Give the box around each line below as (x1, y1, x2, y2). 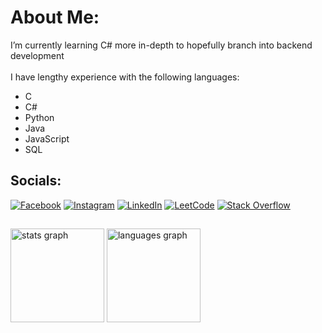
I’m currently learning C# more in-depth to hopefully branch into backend (10, 39, 313, 51)
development (10, 49, 65, 61)
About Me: (10, 6, 100, 29)
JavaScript (24, 132, 70, 145)
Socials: (10, 172, 62, 190)
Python (24, 111, 55, 123)
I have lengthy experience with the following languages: (10, 71, 240, 83)
